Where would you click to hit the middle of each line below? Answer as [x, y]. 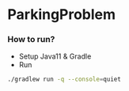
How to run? [31, 40]
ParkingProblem [62, 15]
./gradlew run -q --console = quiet [64, 80]
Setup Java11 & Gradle [55, 56]
